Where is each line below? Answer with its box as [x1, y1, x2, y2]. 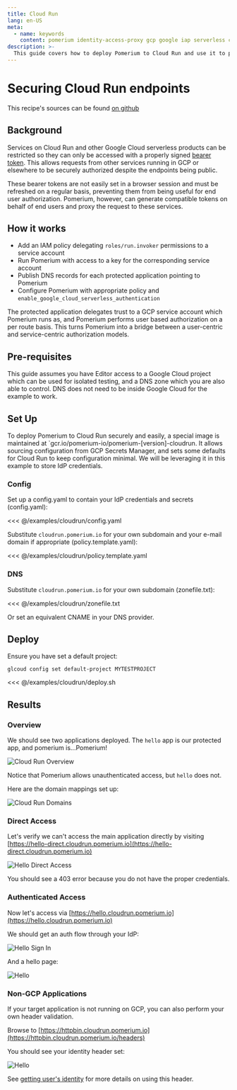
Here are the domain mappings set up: [7, 785, 119, 793]
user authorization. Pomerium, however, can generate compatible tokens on [7, 194, 228, 203]
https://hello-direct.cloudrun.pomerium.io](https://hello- [9, 840, 173, 848]
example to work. [7, 392, 58, 401]
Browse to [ [7, 1026, 41, 1035]
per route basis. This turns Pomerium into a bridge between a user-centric [7, 323, 224, 331]
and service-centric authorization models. [7, 330, 129, 339]
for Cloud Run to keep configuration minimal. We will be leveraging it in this [7, 454, 226, 462]
